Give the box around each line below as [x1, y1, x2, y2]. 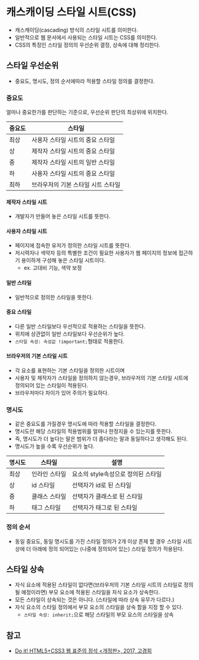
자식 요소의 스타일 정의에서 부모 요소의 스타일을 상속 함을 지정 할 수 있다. [14, 604, 184, 611]
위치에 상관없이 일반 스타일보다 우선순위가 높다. [14, 330, 125, 337]
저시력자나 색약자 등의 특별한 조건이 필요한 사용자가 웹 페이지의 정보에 [14, 249, 178, 257]
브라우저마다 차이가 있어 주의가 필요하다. [14, 389, 109, 397]
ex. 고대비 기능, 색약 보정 [23, 264, 82, 272]
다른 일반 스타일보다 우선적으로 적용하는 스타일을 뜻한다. [14, 323, 146, 330]
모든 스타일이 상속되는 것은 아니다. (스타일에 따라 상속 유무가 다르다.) [14, 596, 175, 603]
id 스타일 [32, 481, 55, 490]
